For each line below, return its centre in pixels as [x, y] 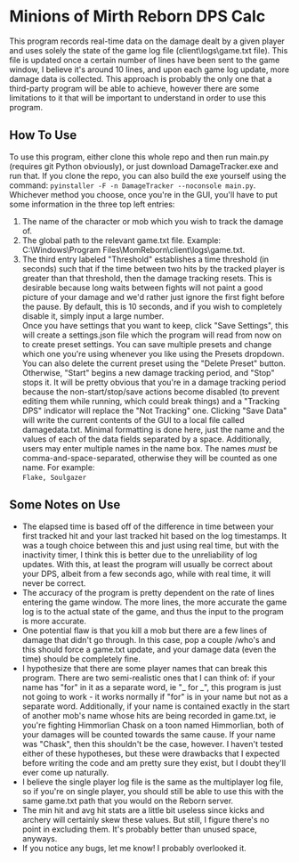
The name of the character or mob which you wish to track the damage [153, 221]
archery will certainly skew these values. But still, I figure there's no [145, 819]
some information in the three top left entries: [92, 204]
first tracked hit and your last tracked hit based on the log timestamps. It [154, 535]
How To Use [43, 135]
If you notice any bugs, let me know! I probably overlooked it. [134, 848]
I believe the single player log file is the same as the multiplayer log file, [153, 782]
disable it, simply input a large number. [93, 316]
